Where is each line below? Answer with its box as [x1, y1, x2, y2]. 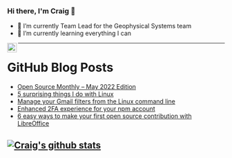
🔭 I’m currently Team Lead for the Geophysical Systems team [17, 22, 192, 30]
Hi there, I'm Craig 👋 [7, 6, 76, 16]
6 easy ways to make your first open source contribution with [17, 112, 192, 120]
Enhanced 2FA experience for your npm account [17, 105, 155, 113]
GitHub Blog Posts [7, 60, 114, 75]
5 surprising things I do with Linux [17, 90, 114, 99]
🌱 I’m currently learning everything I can [17, 29, 132, 37]
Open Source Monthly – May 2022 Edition [17, 83, 137, 91]
